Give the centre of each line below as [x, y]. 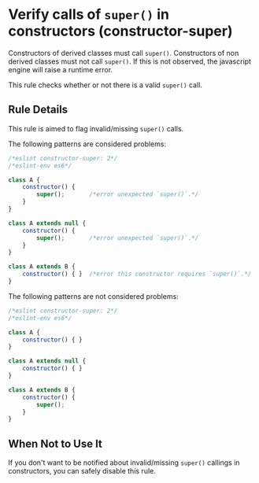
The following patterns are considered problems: [87, 144]
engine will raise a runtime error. [60, 69]
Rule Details [38, 110]
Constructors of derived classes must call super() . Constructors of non [124, 53]
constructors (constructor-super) [120, 31]
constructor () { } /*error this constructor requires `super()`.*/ [137, 274]
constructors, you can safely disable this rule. [82, 471]
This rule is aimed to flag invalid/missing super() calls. [96, 128]
